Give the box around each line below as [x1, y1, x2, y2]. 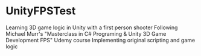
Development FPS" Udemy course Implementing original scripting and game [5, 36, 196, 43]
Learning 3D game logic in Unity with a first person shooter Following [5, 24, 178, 31]
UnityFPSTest [5, 4, 76, 18]
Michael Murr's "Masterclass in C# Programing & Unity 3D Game [5, 30, 167, 37]
